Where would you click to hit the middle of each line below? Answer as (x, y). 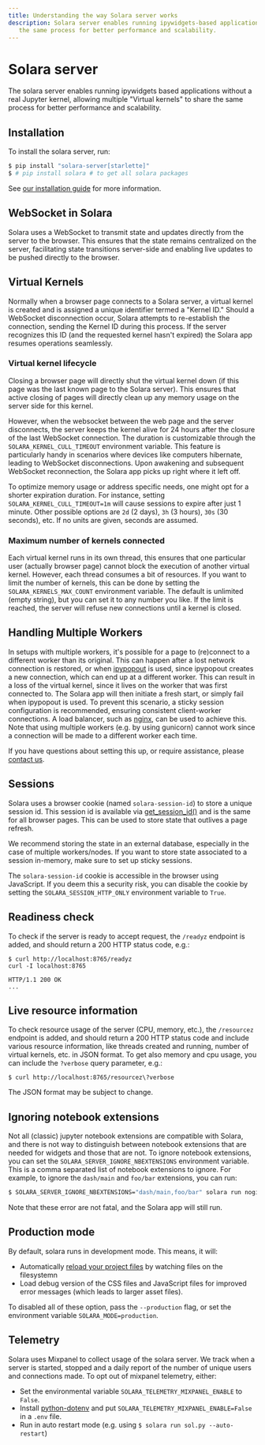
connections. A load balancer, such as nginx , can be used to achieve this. (127, 719)
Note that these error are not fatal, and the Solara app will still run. (116, 1208)
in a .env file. (40, 1416)
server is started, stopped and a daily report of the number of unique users (130, 1367)
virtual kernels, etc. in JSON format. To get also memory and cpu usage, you (132, 1055)
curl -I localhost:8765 (47, 966)
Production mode (52, 1232)
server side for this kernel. (51, 405)
